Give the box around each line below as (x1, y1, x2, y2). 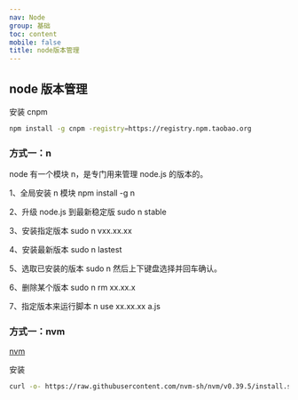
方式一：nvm (9, 325, 66, 338)
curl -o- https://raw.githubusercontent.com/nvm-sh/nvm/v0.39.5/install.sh (9, 382, 295, 391)
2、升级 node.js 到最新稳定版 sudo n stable (9, 206, 167, 218)
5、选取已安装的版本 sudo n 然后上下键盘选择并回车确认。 (9, 263, 223, 274)
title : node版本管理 (9, 46, 80, 55)
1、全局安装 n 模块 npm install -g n (9, 188, 136, 198)
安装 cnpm (9, 106, 49, 116)
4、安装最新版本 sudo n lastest (9, 244, 122, 255)
